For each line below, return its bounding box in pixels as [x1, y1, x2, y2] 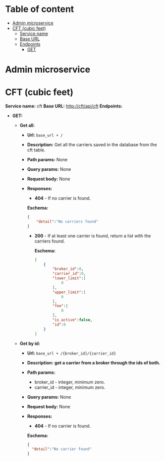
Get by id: [19, 340, 41, 346]
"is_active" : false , [52, 318, 93, 323]
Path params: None [27, 157, 68, 163]
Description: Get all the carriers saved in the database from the [27, 142, 157, 148]
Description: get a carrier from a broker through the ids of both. [27, 359, 161, 365]
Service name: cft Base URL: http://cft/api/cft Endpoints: [5, 103, 123, 109]
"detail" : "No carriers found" [36, 219, 99, 224]
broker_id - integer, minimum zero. [34, 379, 105, 385]
